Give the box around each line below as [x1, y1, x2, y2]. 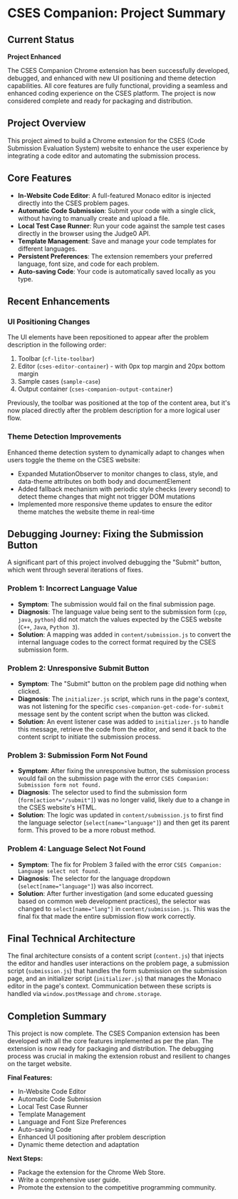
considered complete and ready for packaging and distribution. [7, 96, 193, 105]
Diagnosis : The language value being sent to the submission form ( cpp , [17, 607, 227, 616]
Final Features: [7, 1073, 53, 1082]
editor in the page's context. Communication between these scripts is [7, 982, 212, 990]
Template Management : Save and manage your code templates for [17, 237, 217, 245]
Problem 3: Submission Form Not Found [7, 750, 148, 760]
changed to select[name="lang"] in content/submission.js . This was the [17, 904, 230, 912]
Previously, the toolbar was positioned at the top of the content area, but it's [7, 399, 231, 407]
